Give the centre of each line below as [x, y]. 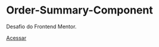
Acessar [16, 38]
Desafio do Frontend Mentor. [41, 26]
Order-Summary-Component [79, 10]
